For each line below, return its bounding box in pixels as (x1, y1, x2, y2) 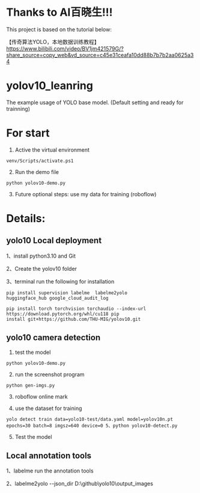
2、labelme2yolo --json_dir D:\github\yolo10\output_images (6, 480, 153, 488)
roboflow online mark (14, 392, 68, 400)
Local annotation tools (6, 451, 92, 461)
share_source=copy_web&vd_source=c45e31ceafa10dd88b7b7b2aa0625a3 (6, 51, 194, 58)
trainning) (6, 105, 30, 112)
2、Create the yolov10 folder (6, 265, 77, 272)
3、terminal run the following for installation (6, 278, 115, 285)
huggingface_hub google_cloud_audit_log (6, 295, 109, 301)
